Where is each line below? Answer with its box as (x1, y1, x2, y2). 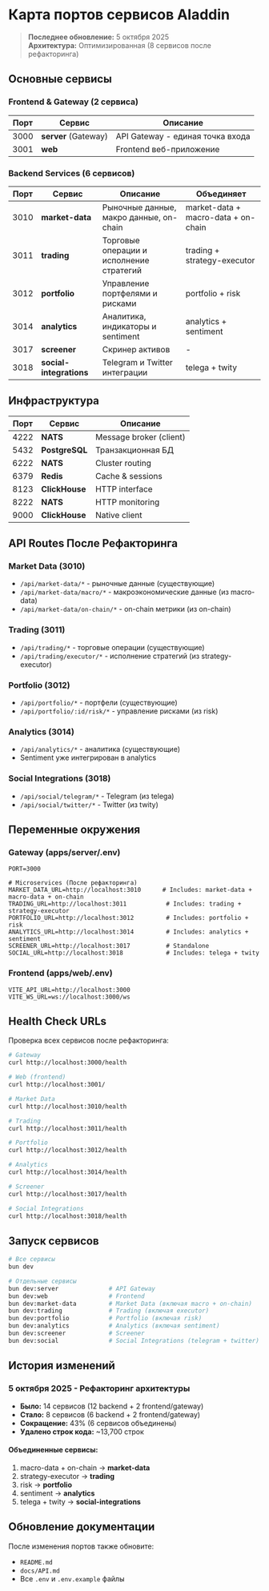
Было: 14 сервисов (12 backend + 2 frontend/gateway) (19, 1401, 204, 1411)
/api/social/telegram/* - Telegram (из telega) (19, 791, 175, 801)
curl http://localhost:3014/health (8, 1168, 127, 1176)
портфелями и (102, 287, 158, 299)
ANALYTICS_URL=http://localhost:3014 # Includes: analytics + (8, 928, 249, 936)
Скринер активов (102, 344, 171, 355)
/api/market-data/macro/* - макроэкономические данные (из (19, 587, 230, 597)
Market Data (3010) (8, 560, 86, 572)
